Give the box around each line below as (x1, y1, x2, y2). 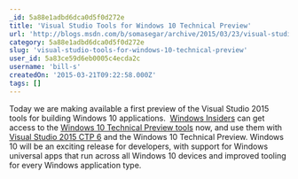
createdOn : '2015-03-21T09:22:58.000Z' (9, 71, 157, 80)
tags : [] (9, 79, 42, 88)
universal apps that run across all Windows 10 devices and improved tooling (9, 150, 286, 160)
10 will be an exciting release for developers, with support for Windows (9, 141, 269, 152)
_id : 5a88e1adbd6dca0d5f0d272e (9, 12, 125, 22)
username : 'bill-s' (9, 63, 82, 72)
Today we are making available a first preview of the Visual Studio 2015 (9, 103, 270, 113)
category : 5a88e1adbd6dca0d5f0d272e (9, 37, 145, 47)
